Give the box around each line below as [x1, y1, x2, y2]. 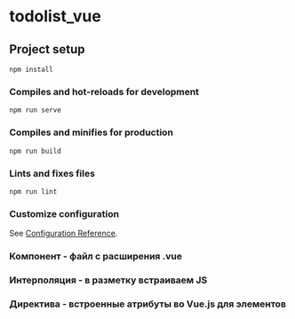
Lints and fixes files [9, 167, 96, 179]
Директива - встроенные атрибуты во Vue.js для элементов [9, 298, 287, 310]
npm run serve [9, 106, 62, 115]
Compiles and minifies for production [9, 126, 173, 139]
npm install [9, 65, 53, 74]
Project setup [9, 42, 86, 57]
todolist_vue [9, 6, 102, 27]
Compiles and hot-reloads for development [9, 85, 200, 98]
